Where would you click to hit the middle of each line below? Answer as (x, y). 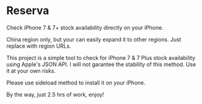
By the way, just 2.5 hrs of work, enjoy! (55, 94)
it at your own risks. (31, 70)
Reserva (28, 11)
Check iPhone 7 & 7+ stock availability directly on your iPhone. (85, 28)
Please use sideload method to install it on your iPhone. (76, 83)
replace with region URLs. (39, 46)
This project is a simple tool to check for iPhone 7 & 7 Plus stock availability (101, 58)
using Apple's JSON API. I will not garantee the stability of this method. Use (101, 64)
